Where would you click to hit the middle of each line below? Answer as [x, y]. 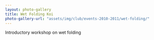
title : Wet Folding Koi [29, 14]
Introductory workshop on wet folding [43, 33]
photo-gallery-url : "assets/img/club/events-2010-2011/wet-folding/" [77, 19]
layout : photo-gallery [28, 10]
